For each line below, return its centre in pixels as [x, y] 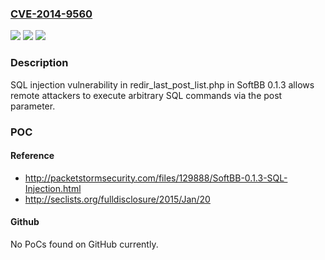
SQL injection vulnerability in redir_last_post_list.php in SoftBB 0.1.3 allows [162, 84]
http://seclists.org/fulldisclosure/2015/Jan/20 [117, 199]
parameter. [33, 106]
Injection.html [53, 188]
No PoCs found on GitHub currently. [84, 244]
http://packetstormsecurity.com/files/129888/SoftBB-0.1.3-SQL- [156, 178]
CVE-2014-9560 [51, 14]
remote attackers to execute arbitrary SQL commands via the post [146, 95]
